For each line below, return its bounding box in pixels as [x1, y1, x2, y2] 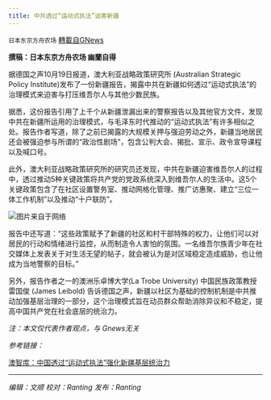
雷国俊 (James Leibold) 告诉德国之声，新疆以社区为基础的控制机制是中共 [8, 285, 250, 295]
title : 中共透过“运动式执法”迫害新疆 [8, 11, 119, 20]
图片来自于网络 [16, 211, 66, 221]
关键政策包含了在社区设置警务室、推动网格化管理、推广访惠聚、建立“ [8, 184, 238, 194]
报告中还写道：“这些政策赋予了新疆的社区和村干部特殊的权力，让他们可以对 [8, 228, 260, 238]
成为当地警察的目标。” [8, 259, 79, 269]
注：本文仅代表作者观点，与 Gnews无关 [8, 323, 140, 333]
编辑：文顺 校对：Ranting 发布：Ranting [8, 382, 141, 392]
